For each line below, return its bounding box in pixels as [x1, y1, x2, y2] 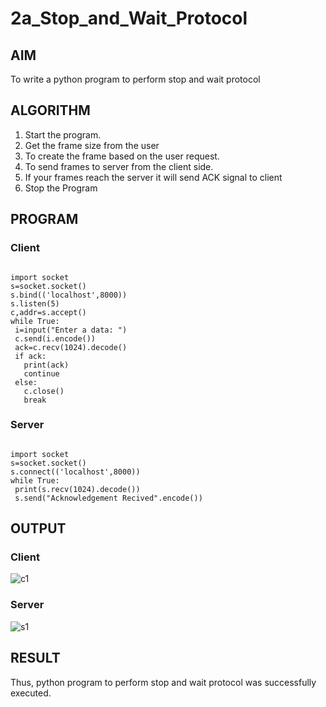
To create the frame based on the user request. [24, 150, 220, 162]
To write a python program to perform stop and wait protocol [10, 73, 261, 85]
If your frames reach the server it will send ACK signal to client [24, 171, 283, 183]
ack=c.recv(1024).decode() [14, 342, 128, 352]
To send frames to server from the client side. [24, 160, 214, 172]
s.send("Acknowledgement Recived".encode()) [14, 493, 203, 503]
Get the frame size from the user [24, 139, 160, 151]
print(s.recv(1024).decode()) [14, 484, 141, 494]
